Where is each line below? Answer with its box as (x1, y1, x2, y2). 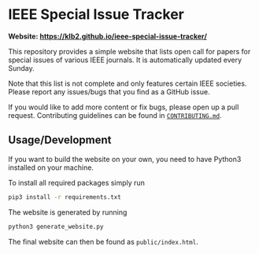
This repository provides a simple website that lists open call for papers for (8, 46, 251, 56)
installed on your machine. (8, 163, 94, 172)
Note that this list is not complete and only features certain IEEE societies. (8, 79, 247, 88)
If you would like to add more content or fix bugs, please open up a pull (8, 102, 239, 112)
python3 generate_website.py (8, 223, 104, 230)
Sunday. (8, 63, 35, 72)
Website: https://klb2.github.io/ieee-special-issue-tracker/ (8, 31, 207, 41)
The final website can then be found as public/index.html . (8, 237, 198, 246)
